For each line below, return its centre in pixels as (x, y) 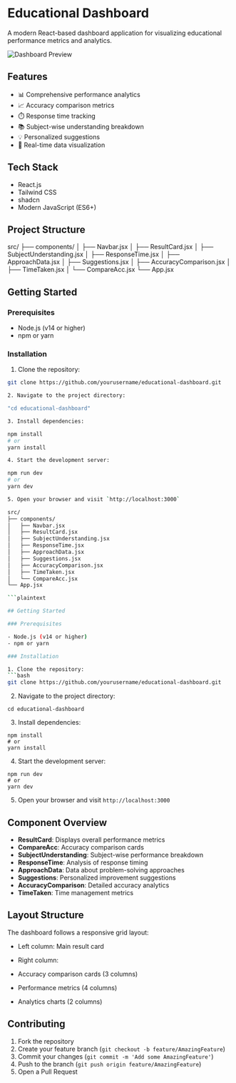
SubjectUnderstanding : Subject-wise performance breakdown (111, 855)
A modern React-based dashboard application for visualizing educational (115, 33)
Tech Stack (33, 167)
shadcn (29, 200)
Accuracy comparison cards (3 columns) (78, 974)
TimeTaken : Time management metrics (76, 893)
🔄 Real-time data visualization (61, 145)
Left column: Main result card (61, 946)
